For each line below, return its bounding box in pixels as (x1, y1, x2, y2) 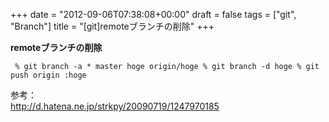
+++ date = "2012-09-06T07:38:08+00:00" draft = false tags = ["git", (10, 9, 297, 20)
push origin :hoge (10, 70, 87, 80)
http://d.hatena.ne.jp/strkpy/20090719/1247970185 (10, 100, 220, 112)
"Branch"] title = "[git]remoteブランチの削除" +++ (10, 20, 215, 32)
